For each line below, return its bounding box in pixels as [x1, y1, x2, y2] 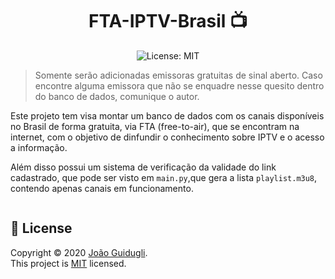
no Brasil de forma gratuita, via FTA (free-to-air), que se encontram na [10, 120, 300, 132]
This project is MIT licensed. [10, 257, 127, 269]
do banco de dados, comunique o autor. [34, 90, 200, 102]
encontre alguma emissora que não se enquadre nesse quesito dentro [34, 79, 325, 92]
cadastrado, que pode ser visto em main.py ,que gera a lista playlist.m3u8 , [10, 171, 318, 183]
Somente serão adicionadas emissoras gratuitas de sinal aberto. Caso [34, 69, 323, 81]
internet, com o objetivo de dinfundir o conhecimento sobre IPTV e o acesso [10, 131, 325, 143]
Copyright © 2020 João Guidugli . [10, 246, 148, 258]
